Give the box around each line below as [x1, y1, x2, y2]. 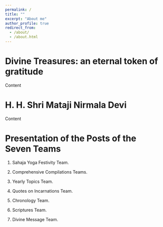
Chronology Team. [12, 197, 50, 203]
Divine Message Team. [12, 216, 59, 222]
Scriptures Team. [12, 207, 47, 213]
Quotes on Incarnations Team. [12, 188, 73, 194]
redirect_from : [5, 25, 36, 30]
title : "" [5, 12, 25, 17]
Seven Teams [5, 143, 61, 154]
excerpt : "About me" [5, 16, 47, 21]
